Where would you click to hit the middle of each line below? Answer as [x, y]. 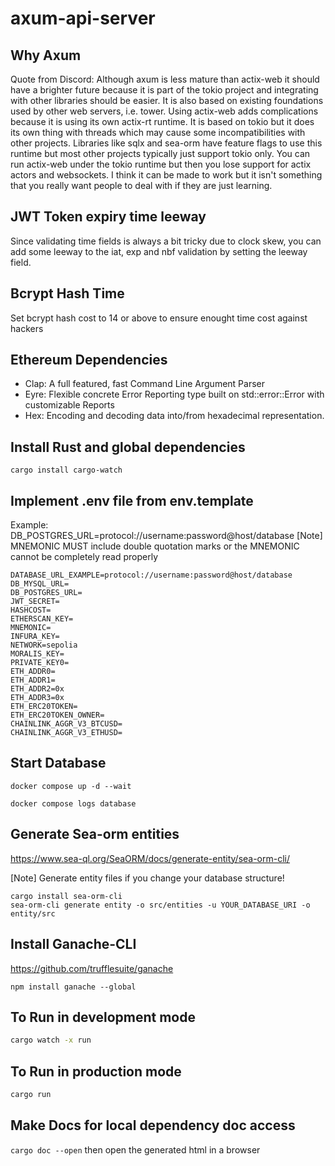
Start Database [58, 763]
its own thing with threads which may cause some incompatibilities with [158, 132]
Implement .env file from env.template [132, 500]
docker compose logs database [73, 803]
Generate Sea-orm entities [95, 834]
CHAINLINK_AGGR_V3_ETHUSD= [66, 733]
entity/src [33, 913]
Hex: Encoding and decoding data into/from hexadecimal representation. [174, 416]
